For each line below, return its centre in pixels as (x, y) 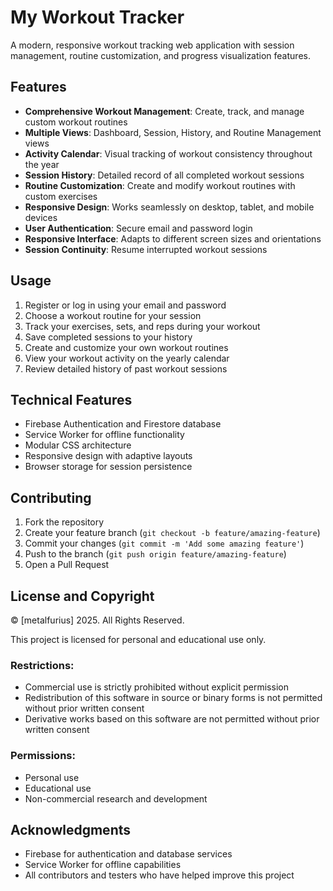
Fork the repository (64, 522)
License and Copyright (82, 596)
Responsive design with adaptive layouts (108, 456)
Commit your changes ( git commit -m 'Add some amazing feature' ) (164, 543)
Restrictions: (42, 665)
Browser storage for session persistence (108, 467)
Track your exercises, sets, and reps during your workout (142, 326)
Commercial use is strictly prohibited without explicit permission (156, 687)
